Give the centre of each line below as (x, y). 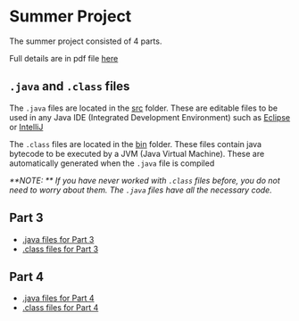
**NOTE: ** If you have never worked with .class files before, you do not (145, 180)
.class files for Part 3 (60, 249)
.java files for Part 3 (58, 239)
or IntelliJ (26, 127)
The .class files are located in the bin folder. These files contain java (135, 144)
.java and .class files (70, 86)
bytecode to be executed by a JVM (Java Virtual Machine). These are (137, 153)
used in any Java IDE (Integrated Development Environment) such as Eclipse (150, 117)
